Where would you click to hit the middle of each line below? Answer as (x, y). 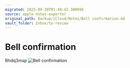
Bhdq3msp (16, 61)
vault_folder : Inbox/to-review (37, 23)
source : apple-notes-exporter (36, 14)
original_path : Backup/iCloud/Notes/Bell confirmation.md (65, 18)
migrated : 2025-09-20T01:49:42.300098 (44, 9)
